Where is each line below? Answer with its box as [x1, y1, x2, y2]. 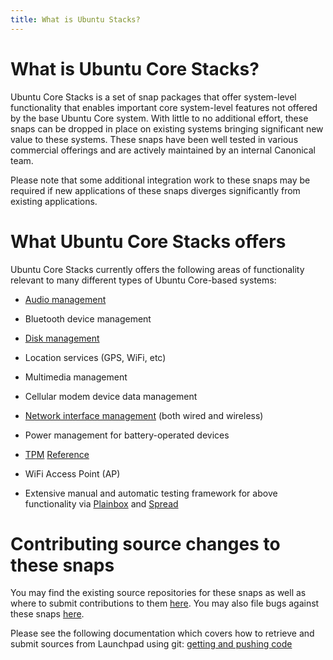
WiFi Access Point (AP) [24, 467, 121, 480]
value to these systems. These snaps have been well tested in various [10, 133, 299, 145]
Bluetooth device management [24, 312, 152, 325]
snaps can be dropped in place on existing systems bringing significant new [10, 122, 324, 135]
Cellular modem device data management [24, 390, 198, 402]
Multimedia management [24, 371, 128, 383]
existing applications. [10, 195, 98, 207]
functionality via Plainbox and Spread [24, 497, 179, 510]
